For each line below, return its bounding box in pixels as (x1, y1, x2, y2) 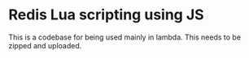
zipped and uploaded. (8, 40, 82, 50)
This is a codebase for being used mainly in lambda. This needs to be (8, 32, 242, 42)
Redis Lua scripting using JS (8, 6, 205, 24)
